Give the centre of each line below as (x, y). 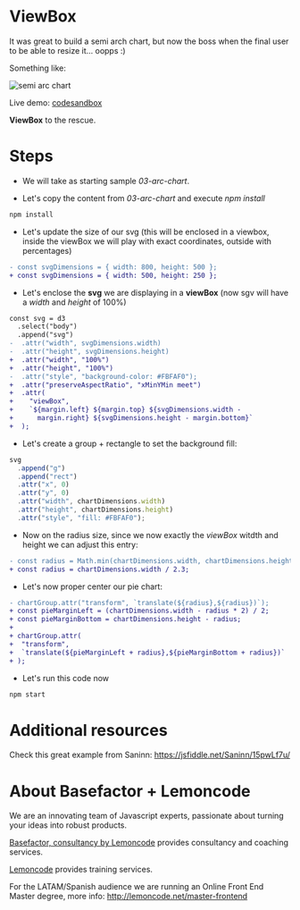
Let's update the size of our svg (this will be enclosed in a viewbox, (146, 232)
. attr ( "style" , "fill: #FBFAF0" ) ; (81, 518)
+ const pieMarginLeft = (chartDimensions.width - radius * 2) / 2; (139, 611)
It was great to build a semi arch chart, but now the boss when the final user (149, 41)
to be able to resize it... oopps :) (68, 50)
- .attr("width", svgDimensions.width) (86, 343)
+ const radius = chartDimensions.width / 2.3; (100, 569)
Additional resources (88, 730)
